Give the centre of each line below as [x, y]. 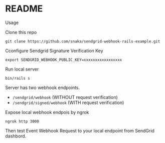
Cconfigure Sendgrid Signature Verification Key [54, 50]
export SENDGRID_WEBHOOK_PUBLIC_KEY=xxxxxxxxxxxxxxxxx [64, 60]
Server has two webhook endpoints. [43, 87]
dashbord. [16, 136]
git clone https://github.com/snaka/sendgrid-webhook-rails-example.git [83, 41]
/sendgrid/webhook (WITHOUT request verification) [65, 97]
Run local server [22, 69]
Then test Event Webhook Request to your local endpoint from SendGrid [80, 130]
